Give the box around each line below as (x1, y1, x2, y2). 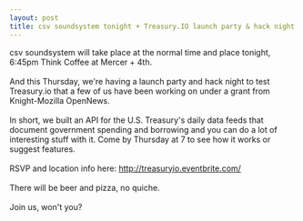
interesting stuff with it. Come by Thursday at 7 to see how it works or (9, 134, 271, 145)
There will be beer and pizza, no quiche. (9, 182, 161, 193)
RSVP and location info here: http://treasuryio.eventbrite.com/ (9, 163, 241, 174)
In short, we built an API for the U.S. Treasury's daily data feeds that (9, 115, 264, 126)
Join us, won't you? (9, 201, 83, 212)
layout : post (9, 13, 59, 23)
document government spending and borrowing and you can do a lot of (9, 124, 278, 135)
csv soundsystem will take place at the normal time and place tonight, (9, 46, 271, 57)
